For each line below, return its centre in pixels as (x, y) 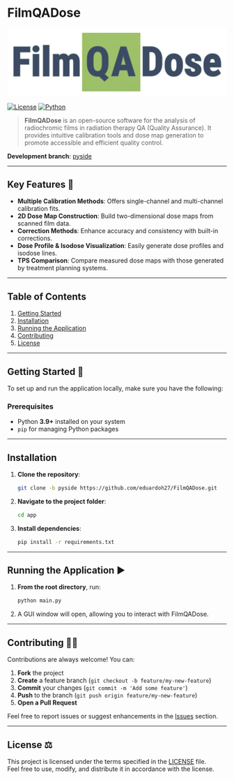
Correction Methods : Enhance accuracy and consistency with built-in (118, 231)
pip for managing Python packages (68, 429)
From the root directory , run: (59, 587)
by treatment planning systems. (62, 268)
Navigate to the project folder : (62, 501)
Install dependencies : (49, 528)
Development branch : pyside (49, 156)
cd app (27, 515)
